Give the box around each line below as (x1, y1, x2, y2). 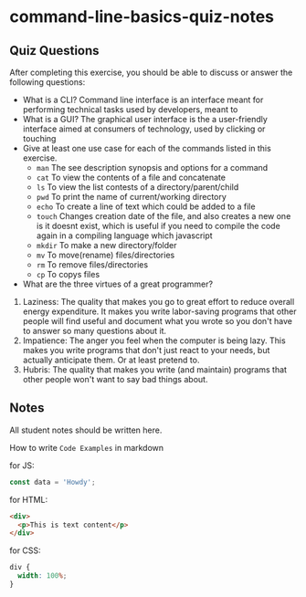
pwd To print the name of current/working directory (36, 192, 227, 202)
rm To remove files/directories (36, 259, 149, 270)
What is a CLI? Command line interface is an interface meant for (22, 94, 264, 105)
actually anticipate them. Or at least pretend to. (22, 354, 200, 365)
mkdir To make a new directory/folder (36, 240, 177, 250)
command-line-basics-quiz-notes (9, 6, 275, 27)
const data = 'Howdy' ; (9, 477, 96, 487)
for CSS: (9, 545, 41, 556)
